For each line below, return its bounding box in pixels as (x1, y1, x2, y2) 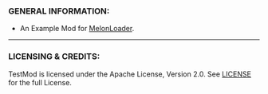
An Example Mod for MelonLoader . (19, 24, 135, 33)
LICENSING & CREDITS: (8, 51, 100, 62)
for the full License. (8, 77, 72, 87)
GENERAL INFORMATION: (8, 6, 110, 17)
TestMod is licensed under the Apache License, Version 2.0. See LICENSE (8, 69, 251, 79)
